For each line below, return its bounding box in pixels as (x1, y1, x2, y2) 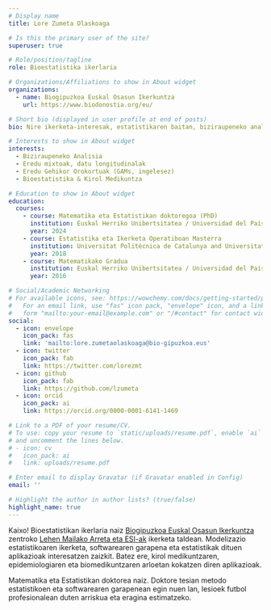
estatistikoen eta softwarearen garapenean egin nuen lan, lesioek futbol (8, 583, 247, 594)
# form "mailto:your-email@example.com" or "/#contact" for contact (8, 309, 251, 318)
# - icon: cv (8, 444, 52, 452)
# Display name (8, 11, 60, 20)
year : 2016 (29, 272, 67, 280)
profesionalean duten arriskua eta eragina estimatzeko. (8, 592, 192, 602)
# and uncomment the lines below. (8, 436, 125, 444)
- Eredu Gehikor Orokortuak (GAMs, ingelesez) (15, 167, 175, 175)
